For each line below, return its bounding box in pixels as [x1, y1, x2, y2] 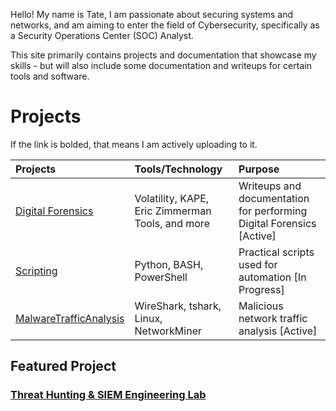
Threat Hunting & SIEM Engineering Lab [10, 388, 207, 402]
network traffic [238, 311, 308, 325]
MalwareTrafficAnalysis [15, 311, 125, 325]
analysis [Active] [238, 324, 318, 338]
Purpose [238, 162, 280, 176]
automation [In [238, 270, 307, 284]
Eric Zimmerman [134, 204, 212, 218]
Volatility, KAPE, [134, 191, 210, 205]
